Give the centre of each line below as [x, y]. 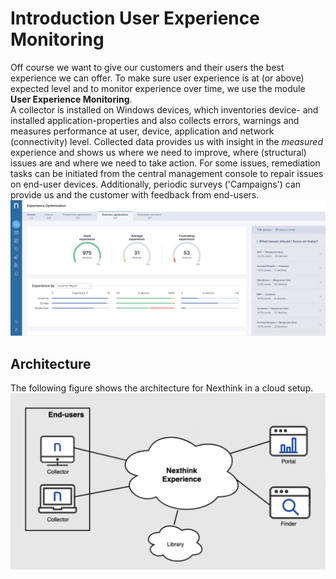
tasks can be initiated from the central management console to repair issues [167, 173]
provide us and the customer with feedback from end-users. [135, 194]
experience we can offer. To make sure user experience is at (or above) [157, 78]
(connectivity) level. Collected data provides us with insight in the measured [166, 141]
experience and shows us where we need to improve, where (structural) [158, 152]
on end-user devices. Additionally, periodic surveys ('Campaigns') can [156, 184]
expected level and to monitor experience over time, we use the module [158, 88]
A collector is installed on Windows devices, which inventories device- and [164, 109]
